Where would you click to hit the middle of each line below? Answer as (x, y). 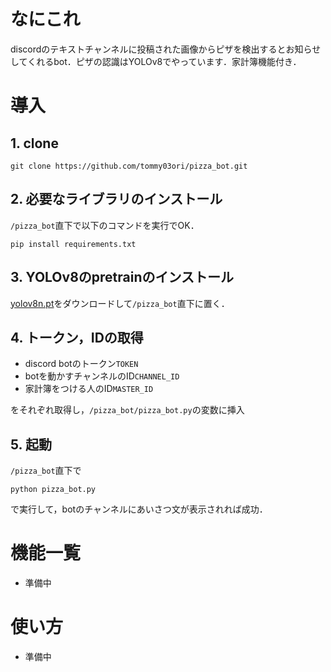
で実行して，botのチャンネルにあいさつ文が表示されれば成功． (139, 509)
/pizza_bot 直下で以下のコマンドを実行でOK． (105, 225)
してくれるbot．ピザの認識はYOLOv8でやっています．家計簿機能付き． (156, 61)
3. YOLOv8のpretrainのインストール (122, 277)
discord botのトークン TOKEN (81, 364)
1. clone (34, 143)
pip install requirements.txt (73, 244)
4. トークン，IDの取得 (77, 337)
